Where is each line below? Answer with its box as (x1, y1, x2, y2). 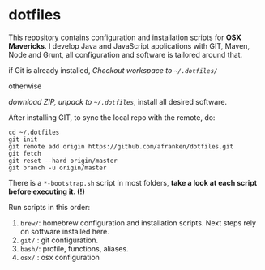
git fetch (8, 149, 42, 157)
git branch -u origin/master (8, 164, 107, 172)
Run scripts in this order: (8, 202, 91, 212)
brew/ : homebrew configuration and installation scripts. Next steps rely (19, 217, 257, 228)
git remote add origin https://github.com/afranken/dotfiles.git (8, 142, 233, 151)
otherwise (8, 81, 42, 91)
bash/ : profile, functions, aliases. (19, 243, 129, 253)
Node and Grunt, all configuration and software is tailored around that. (8, 49, 243, 59)
